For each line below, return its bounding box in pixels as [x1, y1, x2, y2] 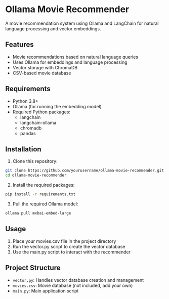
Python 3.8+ [12, 98, 39, 104]
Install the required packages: [12, 182, 75, 188]
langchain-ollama [20, 119, 57, 125]
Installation [5, 145, 41, 153]
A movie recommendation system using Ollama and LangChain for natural [5, 20, 159, 26]
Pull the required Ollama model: [12, 201, 78, 207]
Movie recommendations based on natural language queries [12, 54, 138, 60]
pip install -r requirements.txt [5, 192, 76, 197]
